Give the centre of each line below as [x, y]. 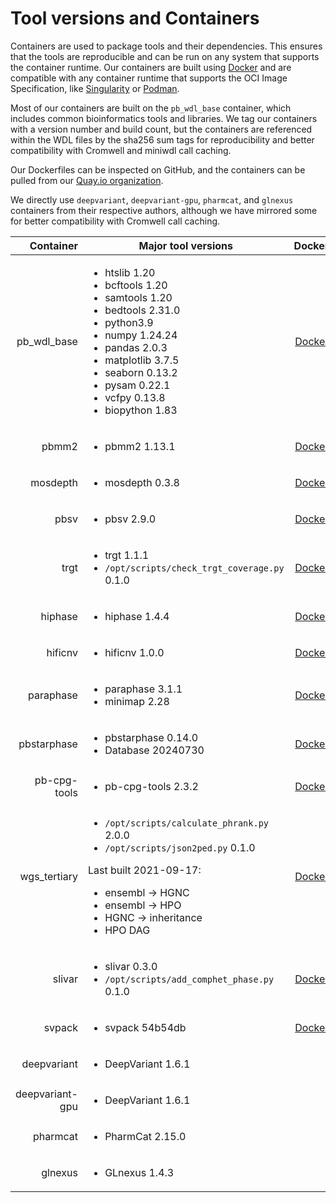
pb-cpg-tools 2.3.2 [151, 786]
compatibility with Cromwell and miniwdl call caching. [121, 150]
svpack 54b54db [145, 1027]
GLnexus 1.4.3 [139, 1172]
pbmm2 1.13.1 [140, 446]
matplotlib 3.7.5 [142, 360]
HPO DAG [127, 930]
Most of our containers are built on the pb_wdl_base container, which [151, 108]
